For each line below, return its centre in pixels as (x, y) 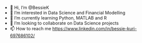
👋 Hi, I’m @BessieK (29, 8)
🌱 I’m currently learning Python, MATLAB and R (58, 18)
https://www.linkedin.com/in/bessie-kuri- (94, 29)
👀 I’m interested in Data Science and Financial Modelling (68, 13)
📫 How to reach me (30, 29)
